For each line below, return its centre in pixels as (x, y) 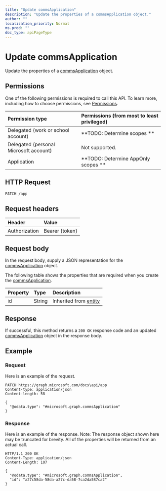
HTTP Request (28, 183)
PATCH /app (16, 194)
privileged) (94, 122)
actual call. (16, 445)
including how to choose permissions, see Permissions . (62, 103)
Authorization (23, 231)
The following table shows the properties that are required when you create (82, 275)
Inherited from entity (76, 301)
